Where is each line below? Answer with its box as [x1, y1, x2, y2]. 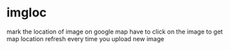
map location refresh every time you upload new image [6, 34, 165, 42]
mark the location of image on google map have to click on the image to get [6, 27, 223, 36]
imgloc [6, 5, 47, 21]
